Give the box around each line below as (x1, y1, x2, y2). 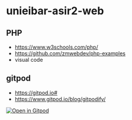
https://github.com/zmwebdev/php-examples (14, 50, 126, 57)
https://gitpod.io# (14, 89, 58, 96)
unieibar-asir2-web (6, 4, 104, 18)
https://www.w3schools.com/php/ (14, 43, 99, 50)
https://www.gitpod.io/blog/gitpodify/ (14, 95, 106, 102)
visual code (14, 56, 43, 63)
